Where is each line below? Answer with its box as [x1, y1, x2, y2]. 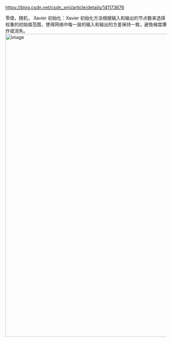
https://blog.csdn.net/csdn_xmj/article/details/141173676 [5, 5, 124, 10]
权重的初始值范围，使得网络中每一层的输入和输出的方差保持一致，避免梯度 [5, 22, 162, 27]
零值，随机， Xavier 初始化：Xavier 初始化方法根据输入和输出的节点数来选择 [5, 15, 166, 21]
